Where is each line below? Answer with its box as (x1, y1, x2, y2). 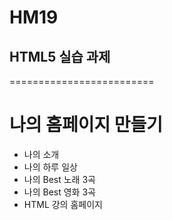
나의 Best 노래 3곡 (23, 173, 96, 185)
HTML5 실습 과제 (9, 48, 111, 65)
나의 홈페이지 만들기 (9, 114, 164, 136)
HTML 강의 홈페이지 (23, 198, 103, 210)
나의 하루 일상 (23, 161, 78, 173)
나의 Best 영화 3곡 (23, 186, 96, 198)
